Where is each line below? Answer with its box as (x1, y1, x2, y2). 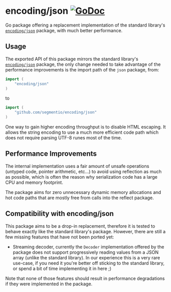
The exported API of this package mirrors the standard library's (5, 56, 139, 62)
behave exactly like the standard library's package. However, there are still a (5, 228, 166, 234)
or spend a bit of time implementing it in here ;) (12, 265, 112, 272)
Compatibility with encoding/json (5, 209, 114, 218)
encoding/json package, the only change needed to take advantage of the (5, 61, 161, 67)
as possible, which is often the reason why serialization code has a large (5, 174, 158, 180)
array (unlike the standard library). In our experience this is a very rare (12, 254, 160, 260)
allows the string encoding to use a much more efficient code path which (5, 129, 159, 135)
